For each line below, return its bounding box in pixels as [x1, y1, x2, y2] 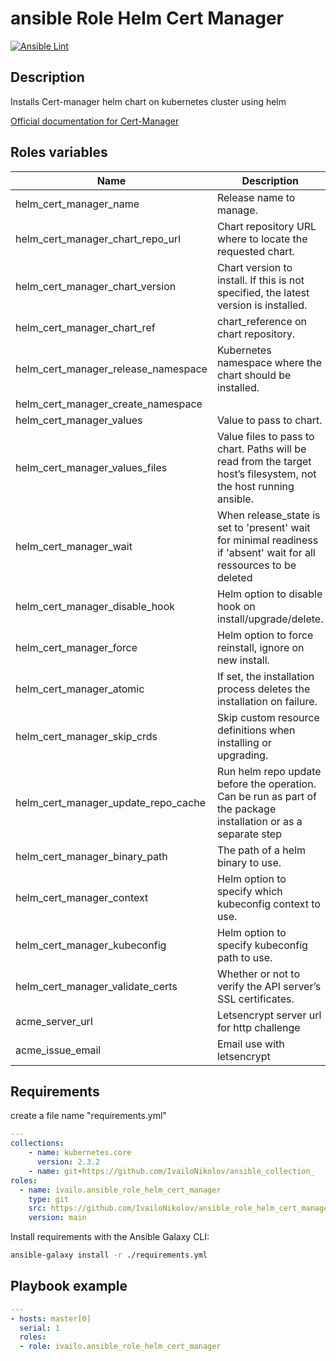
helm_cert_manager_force [15, 640, 138, 654]
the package [216, 802, 277, 816]
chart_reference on [216, 314, 308, 328]
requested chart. [216, 244, 295, 258]
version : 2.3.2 [36, 1157, 101, 1167]
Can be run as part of [216, 789, 317, 803]
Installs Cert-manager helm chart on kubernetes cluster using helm [10, 95, 287, 107]
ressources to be [216, 558, 297, 572]
